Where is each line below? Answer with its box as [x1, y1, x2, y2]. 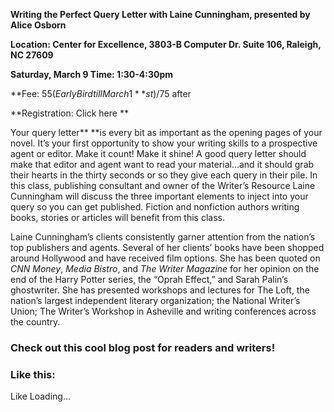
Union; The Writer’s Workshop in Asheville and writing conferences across [10, 305, 317, 317]
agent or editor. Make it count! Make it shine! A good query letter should [10, 148, 307, 159]
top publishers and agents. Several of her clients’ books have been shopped [10, 242, 325, 253]
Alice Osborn [10, 19, 67, 31]
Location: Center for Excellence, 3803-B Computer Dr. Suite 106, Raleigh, [10, 39, 322, 50]
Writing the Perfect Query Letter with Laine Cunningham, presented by [10, 9, 311, 20]
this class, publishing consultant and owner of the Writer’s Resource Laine [10, 180, 316, 191]
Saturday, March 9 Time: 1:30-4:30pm [10, 69, 174, 80]
